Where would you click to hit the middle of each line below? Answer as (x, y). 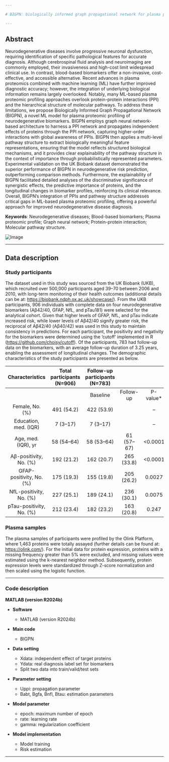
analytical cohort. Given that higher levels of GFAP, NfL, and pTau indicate (82, 316)
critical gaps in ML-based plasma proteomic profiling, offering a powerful (81, 201)
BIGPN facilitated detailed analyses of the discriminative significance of (79, 180)
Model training (35, 744)
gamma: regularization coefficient (55, 724)
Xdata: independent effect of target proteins (66, 658)
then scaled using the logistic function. (45, 571)
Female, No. (27, 407)
